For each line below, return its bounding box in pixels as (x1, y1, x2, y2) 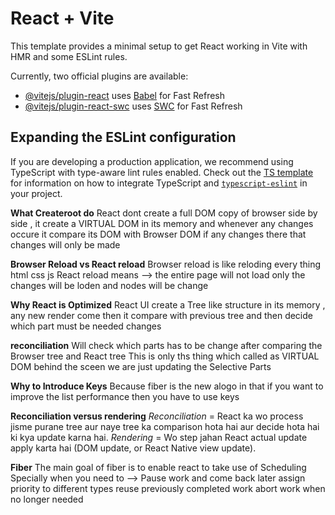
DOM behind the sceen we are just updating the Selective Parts (10, 360, 272, 372)
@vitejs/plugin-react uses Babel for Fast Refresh (24, 89, 226, 101)
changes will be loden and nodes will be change (10, 279, 209, 291)
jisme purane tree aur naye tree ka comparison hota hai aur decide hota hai (10, 420, 320, 432)
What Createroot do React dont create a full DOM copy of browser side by (10, 207, 318, 219)
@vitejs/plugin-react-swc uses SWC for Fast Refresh (24, 100, 243, 112)
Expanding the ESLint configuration (10, 129, 237, 146)
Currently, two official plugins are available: (10, 70, 189, 82)
